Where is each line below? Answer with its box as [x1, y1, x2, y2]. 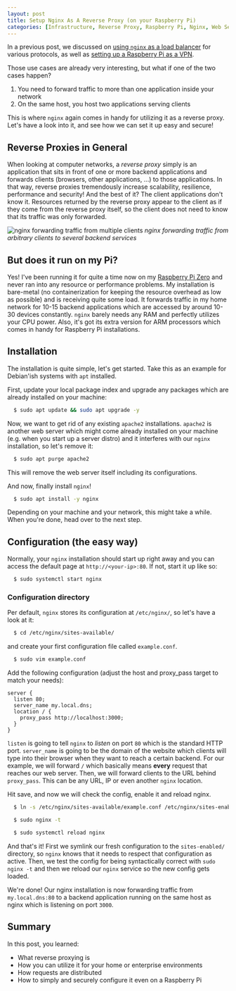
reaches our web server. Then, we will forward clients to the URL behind [7, 769, 216, 778]
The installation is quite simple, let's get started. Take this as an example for [7, 364, 227, 373]
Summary [7, 921, 51, 933]
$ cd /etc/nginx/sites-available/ [13, 630, 114, 637]
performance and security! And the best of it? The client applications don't [7, 190, 223, 199]
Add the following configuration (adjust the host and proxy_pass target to [7, 668, 219, 677]
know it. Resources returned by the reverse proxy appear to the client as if [7, 198, 223, 206]
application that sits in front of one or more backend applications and [7, 168, 207, 176]
